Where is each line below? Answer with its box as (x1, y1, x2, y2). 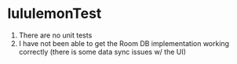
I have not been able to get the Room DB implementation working (18, 38, 229, 48)
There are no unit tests (18, 30, 93, 40)
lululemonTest (7, 5, 102, 23)
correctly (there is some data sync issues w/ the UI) (18, 47, 186, 56)
